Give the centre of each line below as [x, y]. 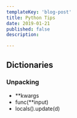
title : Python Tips [31, 18]
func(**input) [32, 102]
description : [23, 35]
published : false [28, 29]
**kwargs [27, 95]
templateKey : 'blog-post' [39, 12]
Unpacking [23, 82]
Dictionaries [30, 65]
